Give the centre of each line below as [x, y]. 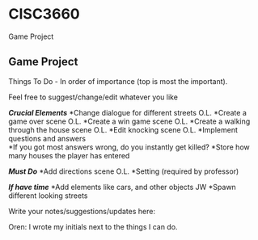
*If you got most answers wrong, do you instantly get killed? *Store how [129, 147]
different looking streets [48, 196]
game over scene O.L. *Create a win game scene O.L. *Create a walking [129, 121]
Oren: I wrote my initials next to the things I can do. [93, 226]
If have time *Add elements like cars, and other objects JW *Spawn [122, 187]
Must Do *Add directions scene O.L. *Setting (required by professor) [124, 171]
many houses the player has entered [69, 155]
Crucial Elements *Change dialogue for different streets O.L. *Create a [127, 112]
